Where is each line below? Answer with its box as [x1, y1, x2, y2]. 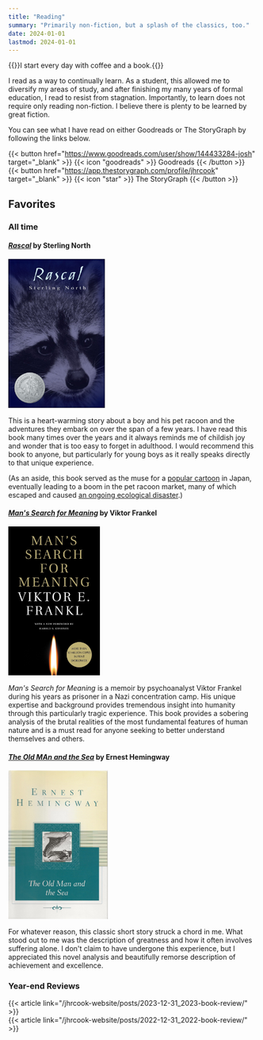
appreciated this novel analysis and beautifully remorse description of [8, 953, 236, 962]
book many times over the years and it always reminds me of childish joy [8, 433, 246, 442]
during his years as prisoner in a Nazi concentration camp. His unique [8, 691, 236, 701]
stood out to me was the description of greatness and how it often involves [8, 935, 253, 945]
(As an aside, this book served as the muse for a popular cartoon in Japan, [8, 473, 252, 483]
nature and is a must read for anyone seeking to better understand [8, 725, 225, 734]
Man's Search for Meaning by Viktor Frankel [8, 508, 158, 518]
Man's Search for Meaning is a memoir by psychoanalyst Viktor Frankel [8, 683, 242, 692]
